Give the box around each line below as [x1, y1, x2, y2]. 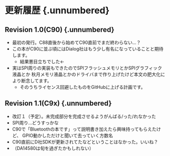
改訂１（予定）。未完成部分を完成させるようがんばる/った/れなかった [12, 113, 156, 119]
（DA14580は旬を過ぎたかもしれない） [12, 145, 94, 151]
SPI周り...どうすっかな [12, 119, 59, 125]
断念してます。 [21, 77, 52, 84]
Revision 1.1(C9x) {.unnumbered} [5, 99, 112, 108]
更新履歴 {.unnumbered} [5, 5, 110, 16]
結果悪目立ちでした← [19, 59, 65, 64]
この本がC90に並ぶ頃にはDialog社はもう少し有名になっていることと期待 [12, 46, 164, 51]
